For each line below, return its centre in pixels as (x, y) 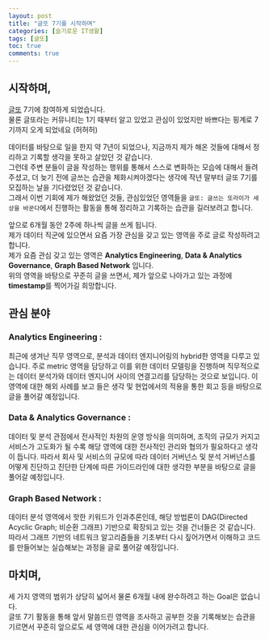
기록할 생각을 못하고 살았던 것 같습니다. (91, 157)
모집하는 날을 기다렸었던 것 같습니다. (65, 187)
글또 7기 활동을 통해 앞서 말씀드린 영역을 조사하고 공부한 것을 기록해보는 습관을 (132, 616)
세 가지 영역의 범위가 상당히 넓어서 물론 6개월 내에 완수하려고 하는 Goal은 (124, 596)
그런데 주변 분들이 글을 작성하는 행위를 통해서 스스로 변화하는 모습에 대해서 (126, 167)
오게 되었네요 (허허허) (64, 130)
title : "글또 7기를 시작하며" (53, 23)
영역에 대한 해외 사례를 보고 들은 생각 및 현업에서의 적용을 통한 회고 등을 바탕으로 (135, 386)
